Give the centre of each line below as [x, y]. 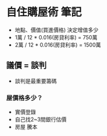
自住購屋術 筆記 [44, 12]
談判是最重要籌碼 [36, 81]
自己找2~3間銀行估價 [41, 119]
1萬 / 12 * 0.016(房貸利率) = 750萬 [56, 37]
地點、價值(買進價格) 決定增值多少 [56, 30]
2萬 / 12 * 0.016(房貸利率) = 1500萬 [58, 45]
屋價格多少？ [25, 98]
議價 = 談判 [26, 65]
